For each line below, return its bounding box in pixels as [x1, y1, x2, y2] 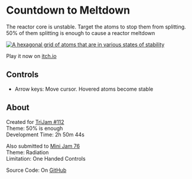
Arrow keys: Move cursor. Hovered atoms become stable [14, 85, 154, 92]
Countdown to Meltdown [6, 4, 131, 17]
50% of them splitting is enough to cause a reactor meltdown [6, 29, 155, 36]
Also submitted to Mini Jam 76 [6, 142, 80, 149]
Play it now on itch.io [6, 52, 57, 59]
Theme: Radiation [6, 149, 49, 156]
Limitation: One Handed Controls [6, 155, 86, 162]
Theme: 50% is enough [6, 124, 63, 132]
